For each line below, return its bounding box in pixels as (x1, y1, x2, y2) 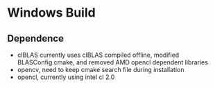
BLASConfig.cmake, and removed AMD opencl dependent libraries (17, 58, 208, 67)
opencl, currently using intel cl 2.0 (17, 73, 115, 81)
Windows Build (7, 5, 96, 21)
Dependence (7, 33, 64, 44)
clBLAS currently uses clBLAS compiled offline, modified (17, 51, 180, 59)
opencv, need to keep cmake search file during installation (17, 66, 184, 73)
